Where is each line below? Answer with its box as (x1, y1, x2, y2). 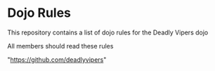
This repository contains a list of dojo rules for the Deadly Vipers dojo (7, 28, 209, 37)
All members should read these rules (7, 41, 114, 50)
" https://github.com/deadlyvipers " (7, 55, 107, 64)
